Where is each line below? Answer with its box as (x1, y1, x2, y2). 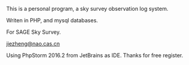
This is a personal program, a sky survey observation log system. (6, 5, 168, 12)
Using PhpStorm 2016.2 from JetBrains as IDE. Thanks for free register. (6, 52, 184, 59)
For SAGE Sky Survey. (6, 28, 62, 36)
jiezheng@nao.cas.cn (6, 40, 60, 47)
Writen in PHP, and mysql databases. (6, 17, 98, 23)
